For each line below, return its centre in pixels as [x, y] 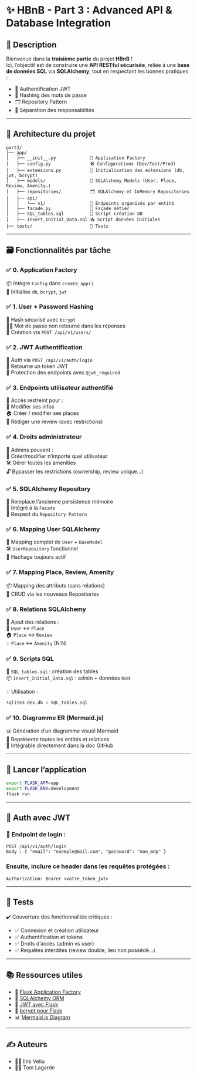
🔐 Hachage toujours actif [36, 557]
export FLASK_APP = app [33, 783]
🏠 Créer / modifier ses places [43, 413]
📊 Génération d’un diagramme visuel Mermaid [62, 731]
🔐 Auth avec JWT [38, 818]
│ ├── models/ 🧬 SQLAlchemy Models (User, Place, [91, 180]
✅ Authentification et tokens [49, 937]
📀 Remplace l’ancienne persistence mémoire [60, 501]
